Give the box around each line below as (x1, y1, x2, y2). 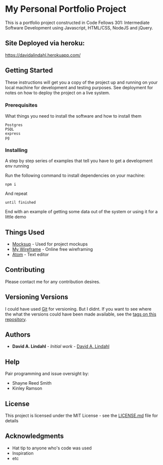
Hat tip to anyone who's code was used (12, 445, 92, 451)
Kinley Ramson (12, 386, 42, 392)
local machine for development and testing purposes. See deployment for (5, 84, 153, 90)
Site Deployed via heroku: (5, 39, 85, 48)
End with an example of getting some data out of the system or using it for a (5, 209, 158, 215)
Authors (5, 330, 31, 339)
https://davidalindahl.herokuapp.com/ (5, 52, 81, 58)
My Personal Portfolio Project (5, 3, 126, 15)
